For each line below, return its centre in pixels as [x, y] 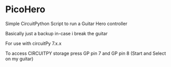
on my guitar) [19, 59]
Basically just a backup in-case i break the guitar [57, 33]
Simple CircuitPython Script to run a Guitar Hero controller [66, 24]
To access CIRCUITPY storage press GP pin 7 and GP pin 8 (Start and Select [86, 53]
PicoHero [25, 9]
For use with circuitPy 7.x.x [33, 43]
